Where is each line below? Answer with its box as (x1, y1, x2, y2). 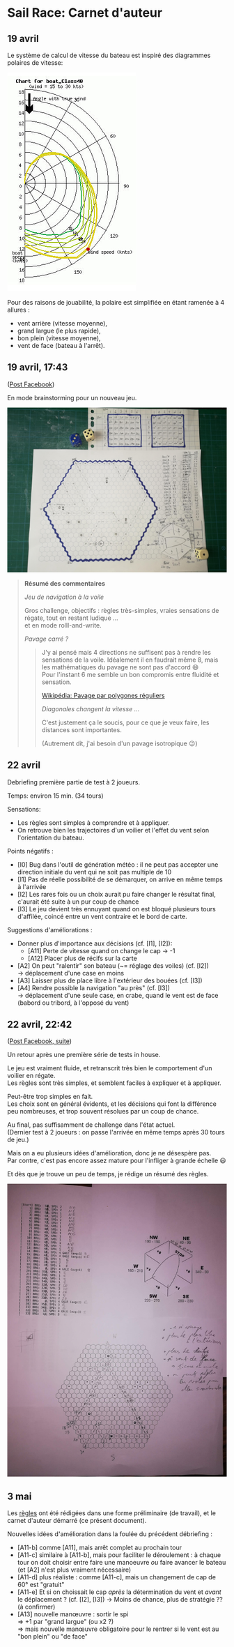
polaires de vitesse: (7, 59, 63, 67)
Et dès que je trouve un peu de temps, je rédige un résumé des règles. (7, 1170, 209, 1178)
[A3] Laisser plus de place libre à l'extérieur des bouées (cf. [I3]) (17, 976, 203, 985)
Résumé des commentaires (24, 579, 106, 587)
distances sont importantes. (41, 725, 122, 734)
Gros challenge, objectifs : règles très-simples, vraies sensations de (24, 606, 219, 614)
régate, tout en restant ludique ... (24, 614, 118, 622)
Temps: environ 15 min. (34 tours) (7, 791, 104, 800)
